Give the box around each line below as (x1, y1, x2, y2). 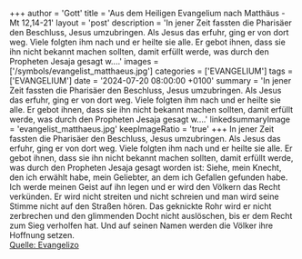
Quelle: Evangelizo (9, 240, 79, 250)
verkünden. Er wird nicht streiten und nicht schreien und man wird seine (9, 191, 279, 202)
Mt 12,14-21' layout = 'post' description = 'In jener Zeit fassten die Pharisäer (9, 17, 293, 28)
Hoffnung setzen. (9, 230, 75, 240)
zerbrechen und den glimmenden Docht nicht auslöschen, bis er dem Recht (9, 211, 293, 221)
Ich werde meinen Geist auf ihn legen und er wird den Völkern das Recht (9, 182, 281, 192)
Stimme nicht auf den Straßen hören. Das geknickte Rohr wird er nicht (9, 201, 272, 212)
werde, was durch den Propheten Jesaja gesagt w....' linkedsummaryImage (9, 114, 291, 125)
